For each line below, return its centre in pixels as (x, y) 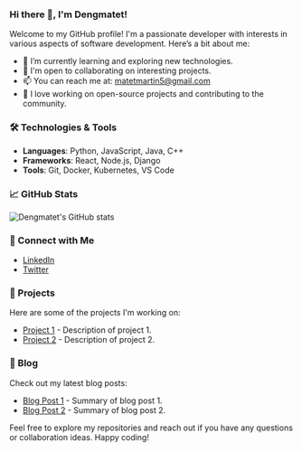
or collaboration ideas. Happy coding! (79, 437)
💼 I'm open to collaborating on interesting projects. (117, 71)
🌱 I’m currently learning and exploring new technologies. (127, 61)
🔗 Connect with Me (52, 240)
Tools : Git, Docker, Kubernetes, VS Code (98, 170)
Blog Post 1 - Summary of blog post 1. (92, 400)
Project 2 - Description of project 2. (89, 340)
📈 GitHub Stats (44, 193)
